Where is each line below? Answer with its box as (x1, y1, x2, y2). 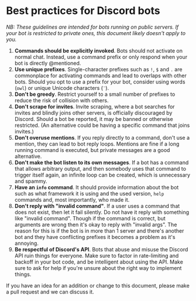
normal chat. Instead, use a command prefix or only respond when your (14, 53, 188, 60)
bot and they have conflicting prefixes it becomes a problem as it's (14, 233, 176, 240)
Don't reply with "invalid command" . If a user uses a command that (14, 202, 180, 209)
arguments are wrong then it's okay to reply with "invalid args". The (14, 221, 177, 228)
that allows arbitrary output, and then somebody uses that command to (14, 165, 186, 172)
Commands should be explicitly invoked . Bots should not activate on (14, 47, 183, 54)
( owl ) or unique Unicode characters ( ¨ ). (14, 84, 109, 91)
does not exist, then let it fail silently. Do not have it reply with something (14, 209, 190, 216)
